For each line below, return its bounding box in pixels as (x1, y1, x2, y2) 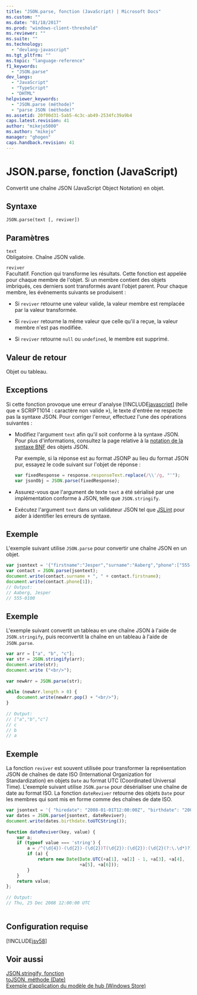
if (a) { (27, 851, 49, 857)
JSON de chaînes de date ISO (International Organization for (6, 771, 152, 778)
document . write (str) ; (6, 662, 59, 668)
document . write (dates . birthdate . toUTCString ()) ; (6, 818, 127, 824)
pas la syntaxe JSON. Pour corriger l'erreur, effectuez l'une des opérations (6, 413, 186, 420)
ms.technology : (6, 42, 43, 48)
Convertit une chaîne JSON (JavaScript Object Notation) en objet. (6, 184, 165, 191)
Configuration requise (6, 922, 89, 932)
